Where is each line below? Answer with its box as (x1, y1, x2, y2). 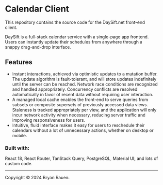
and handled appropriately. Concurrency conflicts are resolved (12, 86, 138, 92)
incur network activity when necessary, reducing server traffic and (12, 112, 146, 118)
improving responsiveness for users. (12, 117, 85, 123)
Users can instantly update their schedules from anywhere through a (5, 39, 143, 44)
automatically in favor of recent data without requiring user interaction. (12, 91, 154, 97)
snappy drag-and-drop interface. (5, 44, 71, 50)
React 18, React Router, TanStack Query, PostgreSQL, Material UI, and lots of (5, 156, 159, 161)
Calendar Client (5, 3, 69, 14)
